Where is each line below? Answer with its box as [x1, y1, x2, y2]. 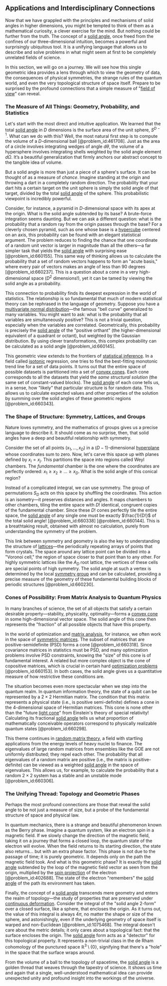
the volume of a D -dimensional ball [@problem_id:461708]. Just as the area [5, 138, 161, 144]
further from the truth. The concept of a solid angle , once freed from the [5, 33, 154, 39]
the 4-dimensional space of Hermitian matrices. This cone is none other [5, 704, 153, 710]
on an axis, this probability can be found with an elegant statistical [5, 232, 141, 238]
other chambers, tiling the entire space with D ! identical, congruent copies [5, 501, 158, 507]
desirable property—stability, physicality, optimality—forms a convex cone [5, 610, 158, 616]
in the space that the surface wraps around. [5, 949, 95, 956]
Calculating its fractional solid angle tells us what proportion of [5, 715, 134, 721]
